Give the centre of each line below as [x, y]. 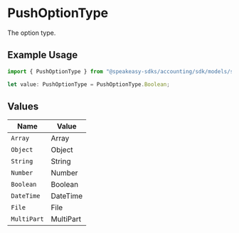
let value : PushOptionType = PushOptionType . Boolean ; [89, 84]
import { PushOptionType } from [55, 71]
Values [23, 106]
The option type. [32, 33]
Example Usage [43, 55]
